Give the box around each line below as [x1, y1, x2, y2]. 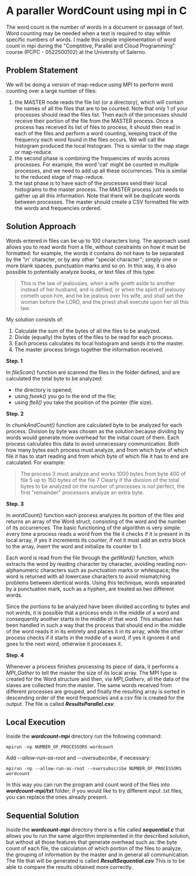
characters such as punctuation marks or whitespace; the [40, 566, 180, 573]
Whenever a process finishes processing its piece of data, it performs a [6, 663, 178, 670]
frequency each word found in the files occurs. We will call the [14, 136, 166, 143]
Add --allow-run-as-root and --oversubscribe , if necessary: [6, 755, 151, 762]
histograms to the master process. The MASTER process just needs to [14, 186, 184, 193]
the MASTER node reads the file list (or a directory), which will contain [14, 99, 184, 106]
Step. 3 [6, 500, 24, 507]
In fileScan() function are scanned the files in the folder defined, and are [6, 368, 180, 376]
